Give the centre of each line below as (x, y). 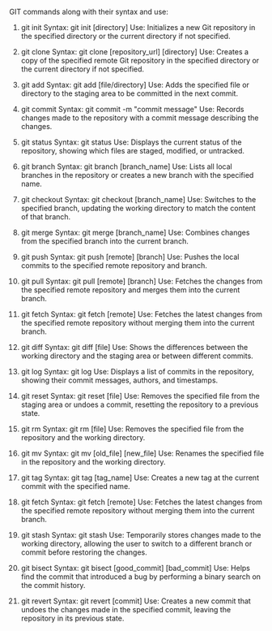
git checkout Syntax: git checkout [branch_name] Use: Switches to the (138, 199)
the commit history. (53, 585)
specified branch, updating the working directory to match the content (138, 208)
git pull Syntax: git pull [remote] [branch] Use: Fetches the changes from (142, 281)
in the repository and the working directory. (93, 462)
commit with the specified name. (75, 486)
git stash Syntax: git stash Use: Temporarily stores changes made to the (141, 535)
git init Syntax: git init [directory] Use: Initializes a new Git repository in (138, 27)
